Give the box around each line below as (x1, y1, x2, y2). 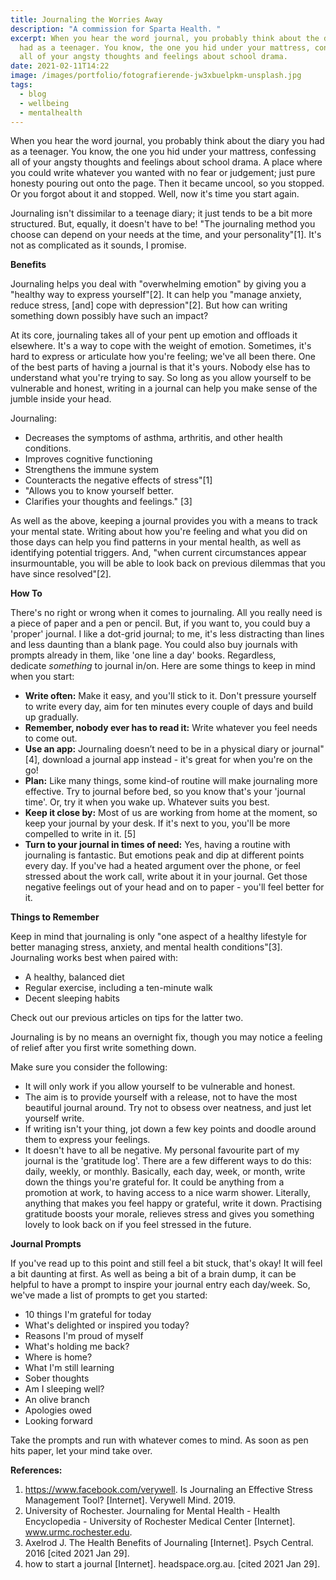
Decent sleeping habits (24, 992, 120, 1005)
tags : (10, 80, 33, 90)
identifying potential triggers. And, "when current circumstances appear (10, 547, 307, 559)
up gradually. (24, 711, 80, 723)
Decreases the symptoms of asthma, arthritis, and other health (24, 432, 283, 444)
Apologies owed (24, 1404, 92, 1416)
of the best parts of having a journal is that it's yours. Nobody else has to (10, 361, 311, 373)
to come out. (24, 732, 78, 745)
